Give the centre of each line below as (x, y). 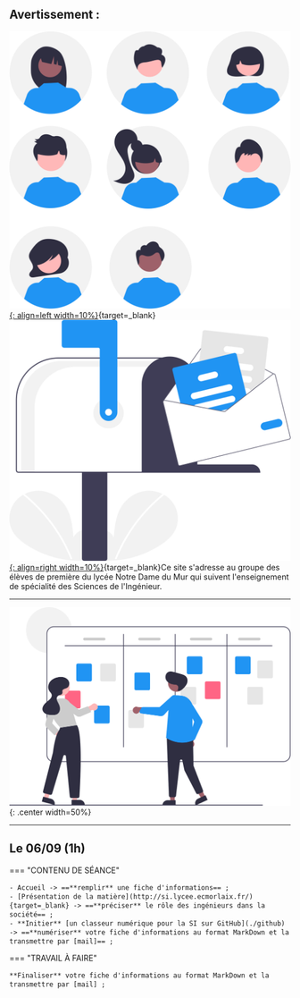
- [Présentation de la (51, 897)
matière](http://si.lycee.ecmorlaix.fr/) (175, 897)
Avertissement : (54, 15)
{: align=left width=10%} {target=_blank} (83, 315)
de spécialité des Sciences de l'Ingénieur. (86, 587)
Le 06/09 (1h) (48, 849)
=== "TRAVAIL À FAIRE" (53, 958)
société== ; (31, 914)
